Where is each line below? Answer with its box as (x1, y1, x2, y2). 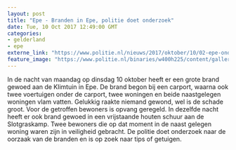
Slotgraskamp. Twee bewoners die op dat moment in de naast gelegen (7, 120, 212, 128)
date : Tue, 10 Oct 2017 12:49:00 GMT (7, 23, 118, 30)
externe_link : (7, 50, 49, 57)
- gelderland (7, 36, 46, 43)
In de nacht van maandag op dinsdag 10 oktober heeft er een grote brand (7, 75, 220, 83)
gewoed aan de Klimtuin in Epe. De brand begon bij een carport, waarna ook (7, 82, 229, 91)
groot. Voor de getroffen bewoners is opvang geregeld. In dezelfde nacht (7, 104, 219, 113)
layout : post (7, 10, 46, 18)
